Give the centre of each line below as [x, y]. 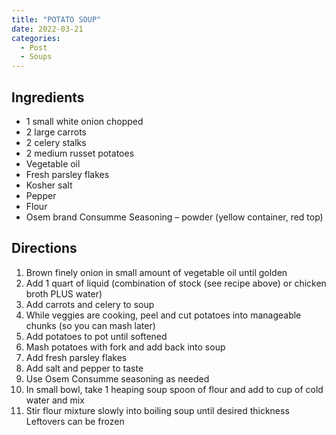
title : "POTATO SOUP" [56, 19]
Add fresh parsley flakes [76, 357]
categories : [36, 38]
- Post [34, 47]
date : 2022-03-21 [47, 29]
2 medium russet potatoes [80, 153]
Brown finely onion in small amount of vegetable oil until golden [156, 272]
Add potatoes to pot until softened [96, 336]
